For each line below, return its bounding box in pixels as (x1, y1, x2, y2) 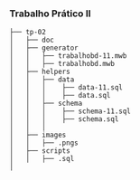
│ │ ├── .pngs (9, 138, 79, 147)
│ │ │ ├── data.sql (9, 91, 111, 100)
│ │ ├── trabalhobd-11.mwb (9, 52, 127, 61)
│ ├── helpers (9, 67, 70, 77)
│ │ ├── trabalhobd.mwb (9, 60, 116, 69)
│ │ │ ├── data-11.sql (9, 83, 124, 92)
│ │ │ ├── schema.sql (9, 115, 119, 124)
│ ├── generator (9, 43, 79, 52)
